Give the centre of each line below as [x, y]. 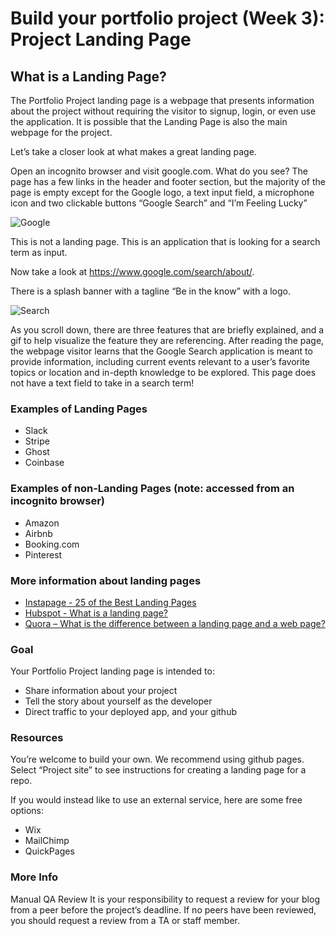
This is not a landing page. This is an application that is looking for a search [165, 241]
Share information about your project [101, 691]
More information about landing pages [106, 580]
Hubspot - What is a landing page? [96, 613]
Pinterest [43, 554]
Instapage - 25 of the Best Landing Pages [110, 602]
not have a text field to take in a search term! [102, 383]
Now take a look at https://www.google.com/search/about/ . [132, 271]
